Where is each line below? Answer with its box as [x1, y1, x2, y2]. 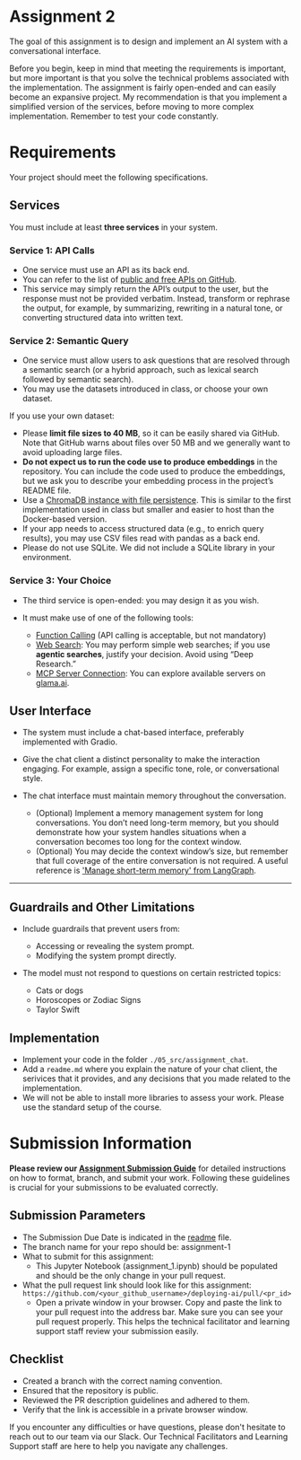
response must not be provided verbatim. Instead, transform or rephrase [21, 293, 290, 303]
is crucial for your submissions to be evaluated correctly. [9, 1182, 219, 1192]
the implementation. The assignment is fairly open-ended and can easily [9, 82, 277, 92]
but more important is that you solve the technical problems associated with [9, 72, 289, 83]
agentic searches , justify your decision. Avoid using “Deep [35, 648, 254, 659]
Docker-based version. [21, 514, 107, 524]
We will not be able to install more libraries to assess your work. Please [21, 1093, 285, 1104]
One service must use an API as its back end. [21, 264, 190, 275]
